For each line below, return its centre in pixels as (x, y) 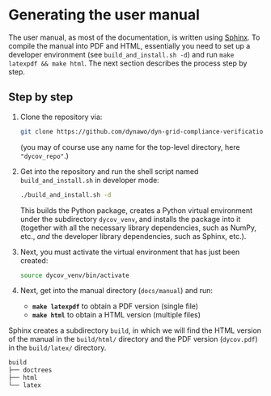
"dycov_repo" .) (44, 155)
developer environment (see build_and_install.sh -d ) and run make (121, 54)
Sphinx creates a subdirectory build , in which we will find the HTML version (135, 330)
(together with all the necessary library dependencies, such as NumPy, (138, 228)
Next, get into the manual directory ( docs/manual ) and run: (116, 291)
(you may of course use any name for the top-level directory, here (130, 147)
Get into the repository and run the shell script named (109, 171)
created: (34, 260)
